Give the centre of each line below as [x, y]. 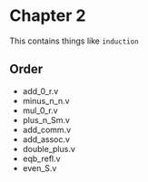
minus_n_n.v [46, 101]
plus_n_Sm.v [46, 120]
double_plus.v [49, 148]
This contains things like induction [74, 41]
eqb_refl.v [41, 158]
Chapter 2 [48, 16]
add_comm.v [47, 129]
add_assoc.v [46, 139]
